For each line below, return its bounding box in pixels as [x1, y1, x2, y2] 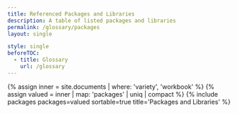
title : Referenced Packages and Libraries [7, 10, 135, 18]
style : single [7, 43, 50, 50]
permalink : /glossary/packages [7, 23, 100, 31]
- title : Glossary [13, 56, 69, 64]
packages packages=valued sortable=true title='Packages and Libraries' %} [7, 97, 231, 106]
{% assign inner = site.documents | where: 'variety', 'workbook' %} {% [7, 82, 215, 91]
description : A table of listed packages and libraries [7, 17, 176, 24]
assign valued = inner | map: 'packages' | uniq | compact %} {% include [7, 90, 218, 98]
